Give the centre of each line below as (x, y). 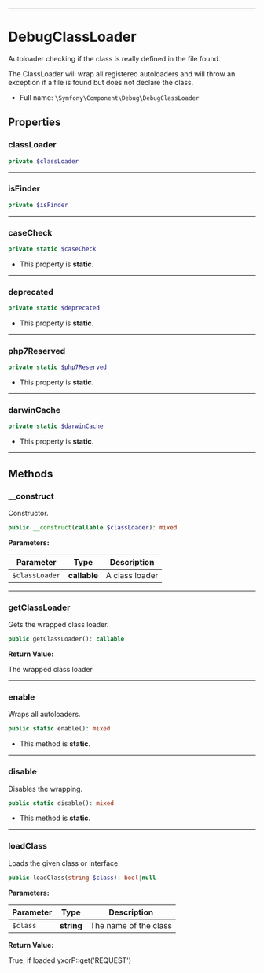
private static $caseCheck (52, 249)
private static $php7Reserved (58, 367)
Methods (31, 474)
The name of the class (131, 925)
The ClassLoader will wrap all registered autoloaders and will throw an (122, 74)
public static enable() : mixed (59, 729)
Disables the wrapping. (46, 789)
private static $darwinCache (56, 426)
